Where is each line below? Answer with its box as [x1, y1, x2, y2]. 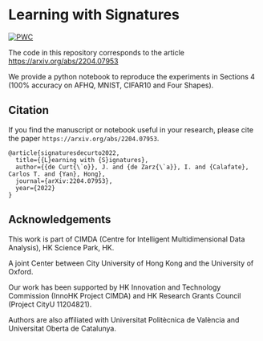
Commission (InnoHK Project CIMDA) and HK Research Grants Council [8, 290, 241, 300]
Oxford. [8, 266, 34, 276]
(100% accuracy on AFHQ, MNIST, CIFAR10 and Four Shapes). [8, 80, 214, 90]
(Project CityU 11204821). [8, 299, 92, 309]
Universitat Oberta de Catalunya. [8, 323, 116, 333]
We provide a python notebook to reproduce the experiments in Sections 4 [8, 71, 255, 81]
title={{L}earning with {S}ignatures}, [15, 156, 149, 164]
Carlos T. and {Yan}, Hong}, [8, 170, 106, 178]
